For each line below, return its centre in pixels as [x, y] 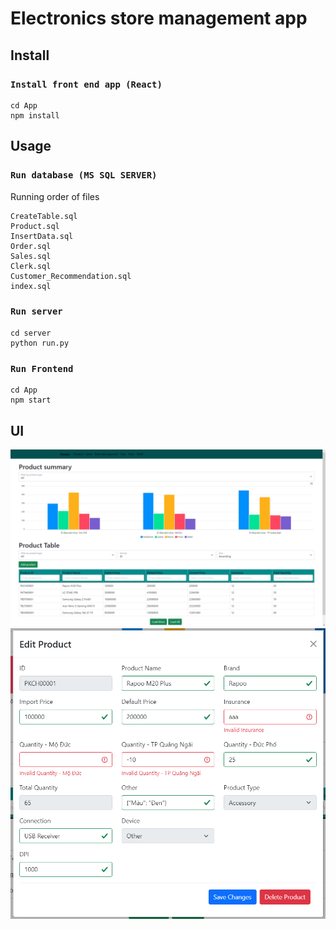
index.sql [31, 286]
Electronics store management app [159, 18]
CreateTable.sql [44, 216]
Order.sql [31, 246]
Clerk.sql [31, 266]
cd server [31, 333]
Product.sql [35, 226]
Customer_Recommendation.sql [71, 276]
